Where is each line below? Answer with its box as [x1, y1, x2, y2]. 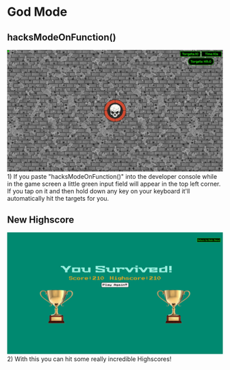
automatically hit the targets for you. [7, 194, 110, 202]
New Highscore [7, 214, 75, 225]
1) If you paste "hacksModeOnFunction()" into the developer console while [7, 172, 218, 180]
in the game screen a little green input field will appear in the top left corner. [7, 180, 221, 188]
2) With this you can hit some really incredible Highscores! [7, 354, 172, 363]
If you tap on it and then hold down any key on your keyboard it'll [7, 186, 190, 195]
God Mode [7, 4, 68, 20]
